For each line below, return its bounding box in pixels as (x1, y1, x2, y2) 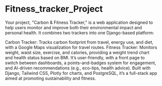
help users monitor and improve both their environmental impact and (5, 24, 142, 30)
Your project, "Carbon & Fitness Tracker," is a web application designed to (5, 19, 153, 25)
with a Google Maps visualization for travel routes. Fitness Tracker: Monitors (5, 44, 158, 50)
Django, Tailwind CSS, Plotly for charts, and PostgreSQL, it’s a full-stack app (5, 70, 158, 76)
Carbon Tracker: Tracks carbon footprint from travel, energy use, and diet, (5, 39, 154, 45)
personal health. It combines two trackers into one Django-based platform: (5, 30, 154, 35)
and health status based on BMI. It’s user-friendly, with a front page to (5, 54, 145, 60)
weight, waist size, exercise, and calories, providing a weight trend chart (5, 50, 149, 55)
